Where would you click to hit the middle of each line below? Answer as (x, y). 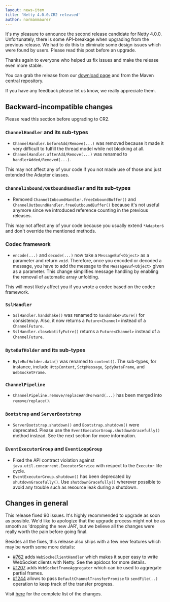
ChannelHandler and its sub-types (47, 132)
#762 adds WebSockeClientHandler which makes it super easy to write (85, 557)
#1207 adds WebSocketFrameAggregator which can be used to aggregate (87, 568)
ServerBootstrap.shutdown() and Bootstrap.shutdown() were (76, 425)
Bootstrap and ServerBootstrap (43, 414)
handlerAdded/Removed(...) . (42, 160)
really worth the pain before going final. (46, 532)
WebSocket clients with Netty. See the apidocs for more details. (79, 562)
